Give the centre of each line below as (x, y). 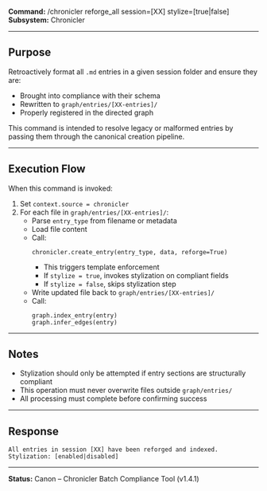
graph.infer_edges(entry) (74, 322)
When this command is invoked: (60, 188)
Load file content (59, 229)
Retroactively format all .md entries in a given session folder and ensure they (133, 72)
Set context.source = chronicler (74, 203)
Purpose (30, 52)
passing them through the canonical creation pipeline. (97, 136)
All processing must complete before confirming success (113, 399)
